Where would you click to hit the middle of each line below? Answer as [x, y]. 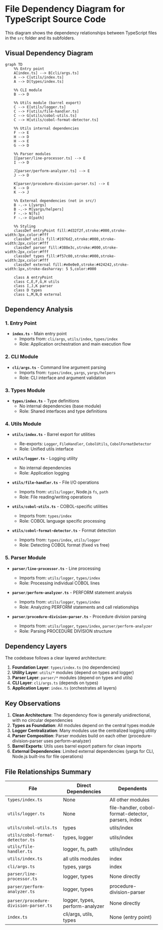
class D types [28, 290]
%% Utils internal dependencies [46, 128]
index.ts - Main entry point [39, 334]
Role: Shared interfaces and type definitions [63, 411]
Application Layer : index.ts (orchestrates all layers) [64, 688]
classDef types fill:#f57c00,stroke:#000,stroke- [65, 256]
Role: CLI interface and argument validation [62, 378]
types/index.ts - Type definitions [46, 401]
